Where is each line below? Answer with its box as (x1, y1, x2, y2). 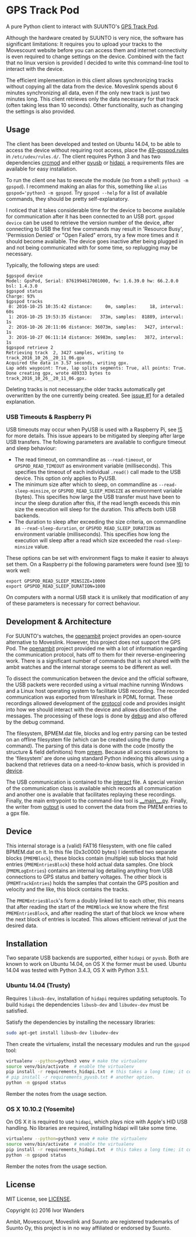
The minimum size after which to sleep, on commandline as (14, 481, 157, 488)
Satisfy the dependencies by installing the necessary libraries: (6, 1019, 156, 1026)
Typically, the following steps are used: (6, 261, 100, 268)
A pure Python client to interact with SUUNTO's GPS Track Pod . (6, 23, 159, 30)
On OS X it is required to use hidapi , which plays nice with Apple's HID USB (6, 1118, 188, 1125)
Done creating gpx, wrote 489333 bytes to (6, 370, 111, 376)
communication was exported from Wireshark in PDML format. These (6, 693, 173, 700)
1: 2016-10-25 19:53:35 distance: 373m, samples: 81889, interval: (8, 314, 184, 320)
